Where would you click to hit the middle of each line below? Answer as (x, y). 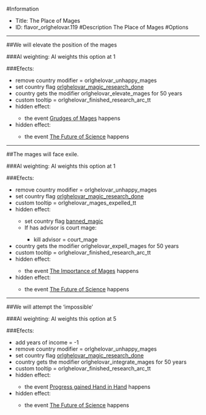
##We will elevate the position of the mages (62, 45)
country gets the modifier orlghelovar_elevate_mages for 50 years (99, 93)
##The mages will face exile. (43, 154)
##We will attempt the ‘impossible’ (50, 307)
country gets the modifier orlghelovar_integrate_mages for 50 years (101, 362)
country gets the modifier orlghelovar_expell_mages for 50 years (97, 246)
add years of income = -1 (47, 342)
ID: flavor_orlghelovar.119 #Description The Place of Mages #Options (102, 27)
